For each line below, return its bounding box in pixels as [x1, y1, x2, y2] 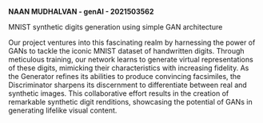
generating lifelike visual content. [8, 105, 118, 115]
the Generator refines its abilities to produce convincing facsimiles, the [8, 72, 241, 81]
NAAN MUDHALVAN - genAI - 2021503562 [8, 7, 154, 16]
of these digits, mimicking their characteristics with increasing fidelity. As [8, 63, 249, 73]
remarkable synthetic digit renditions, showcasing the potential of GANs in [8, 97, 253, 106]
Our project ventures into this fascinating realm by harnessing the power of [8, 38, 256, 47]
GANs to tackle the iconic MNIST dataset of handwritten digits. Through [8, 46, 245, 55]
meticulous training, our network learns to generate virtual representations [8, 55, 253, 64]
